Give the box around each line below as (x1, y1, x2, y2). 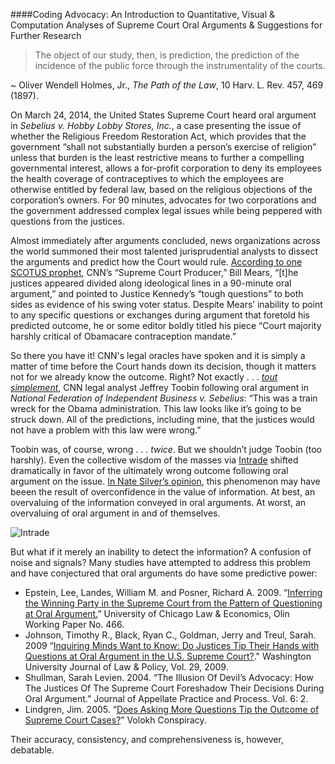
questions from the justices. (10, 215, 125, 227)
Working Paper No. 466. (24, 619, 125, 630)
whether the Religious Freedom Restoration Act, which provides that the (10, 130, 307, 142)
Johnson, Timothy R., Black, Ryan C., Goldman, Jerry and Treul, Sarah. (24, 629, 317, 641)
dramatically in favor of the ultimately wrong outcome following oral (10, 465, 289, 476)
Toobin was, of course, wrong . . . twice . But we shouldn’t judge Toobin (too (10, 444, 322, 455)
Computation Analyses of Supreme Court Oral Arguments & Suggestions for (10, 19, 323, 31)
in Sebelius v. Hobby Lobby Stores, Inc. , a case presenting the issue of (10, 120, 302, 131)
